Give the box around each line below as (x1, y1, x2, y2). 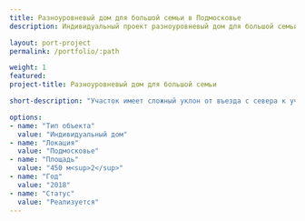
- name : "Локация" (9, 138, 79, 147)
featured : (9, 72, 47, 81)
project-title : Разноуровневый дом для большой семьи (9, 80, 218, 89)
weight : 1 (9, 63, 47, 73)
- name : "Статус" (9, 188, 75, 198)
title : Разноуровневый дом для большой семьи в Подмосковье (9, 13, 242, 23)
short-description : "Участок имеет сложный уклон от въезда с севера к (9, 96, 286, 105)
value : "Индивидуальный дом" (17, 129, 128, 139)
